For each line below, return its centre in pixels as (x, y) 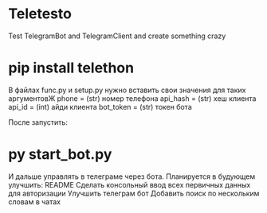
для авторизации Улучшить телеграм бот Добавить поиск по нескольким (134, 193)
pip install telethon (71, 68)
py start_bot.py (60, 155)
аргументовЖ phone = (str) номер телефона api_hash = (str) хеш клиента (132, 98)
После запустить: (38, 122)
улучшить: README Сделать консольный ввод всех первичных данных (130, 184)
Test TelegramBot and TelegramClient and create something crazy (117, 36)
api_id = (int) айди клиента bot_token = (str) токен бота (100, 106)
